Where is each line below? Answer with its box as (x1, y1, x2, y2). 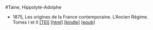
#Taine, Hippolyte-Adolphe (5, 4, 62, 10)
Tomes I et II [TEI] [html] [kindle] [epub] (12, 19, 95, 25)
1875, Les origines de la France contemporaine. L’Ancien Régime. (12, 14, 148, 19)
